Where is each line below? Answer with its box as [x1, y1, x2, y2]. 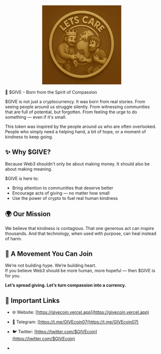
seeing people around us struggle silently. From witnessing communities [5, 104, 150, 109]
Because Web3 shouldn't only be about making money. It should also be [5, 161, 150, 167]
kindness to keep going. [5, 134, 54, 140]
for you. [5, 273, 21, 279]
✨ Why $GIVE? [5, 148, 51, 156]
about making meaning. [5, 166, 53, 172]
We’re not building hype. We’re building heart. [5, 263, 96, 268]
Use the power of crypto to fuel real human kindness [12, 195, 118, 201]
